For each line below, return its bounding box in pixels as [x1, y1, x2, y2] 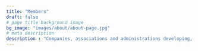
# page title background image [6, 19, 84, 25]
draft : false [6, 14, 39, 20]
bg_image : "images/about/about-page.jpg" [6, 25, 111, 31]
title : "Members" [6, 8, 49, 15]
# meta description [6, 30, 55, 36]
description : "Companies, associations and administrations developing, [6, 36, 193, 42]
